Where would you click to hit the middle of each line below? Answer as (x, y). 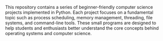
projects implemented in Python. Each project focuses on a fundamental (79, 12)
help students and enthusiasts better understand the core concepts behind (82, 28)
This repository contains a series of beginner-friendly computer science (79, 7)
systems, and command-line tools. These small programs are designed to (81, 23)
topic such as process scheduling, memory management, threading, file (79, 18)
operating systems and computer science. (49, 33)
